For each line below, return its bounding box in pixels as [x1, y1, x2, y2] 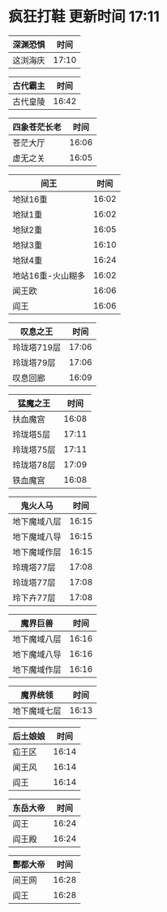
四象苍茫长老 [12, 121, 62, 133]
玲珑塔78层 [12, 459, 56, 471]
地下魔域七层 [12, 705, 62, 717]
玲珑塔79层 [12, 357, 56, 368]
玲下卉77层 [12, 592, 56, 603]
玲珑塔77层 [12, 577, 56, 588]
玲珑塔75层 [12, 444, 56, 455]
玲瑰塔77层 [12, 561, 56, 572]
